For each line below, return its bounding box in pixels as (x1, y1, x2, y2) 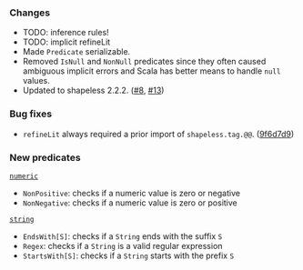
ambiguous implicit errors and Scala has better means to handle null (22, 65, 281, 76)
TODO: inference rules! (22, 27, 109, 38)
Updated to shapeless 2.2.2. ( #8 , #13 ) (22, 85, 165, 96)
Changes (9, 6, 51, 19)
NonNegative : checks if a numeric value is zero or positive (22, 197, 238, 208)
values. (22, 75, 50, 86)
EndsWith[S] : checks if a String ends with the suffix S (22, 230, 223, 242)
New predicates (9, 151, 81, 164)
